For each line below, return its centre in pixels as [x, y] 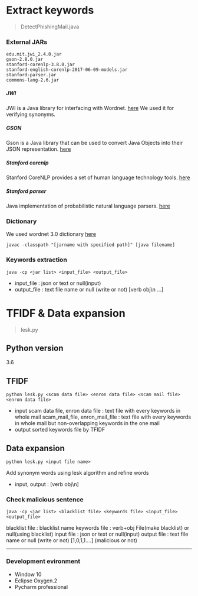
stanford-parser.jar [32, 75]
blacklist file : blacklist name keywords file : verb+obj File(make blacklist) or [98, 528]
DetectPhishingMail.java [50, 27]
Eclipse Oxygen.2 [36, 581]
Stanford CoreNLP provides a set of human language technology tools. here [98, 177]
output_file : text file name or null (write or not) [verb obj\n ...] [89, 289]
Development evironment [43, 561]
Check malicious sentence [45, 499]
